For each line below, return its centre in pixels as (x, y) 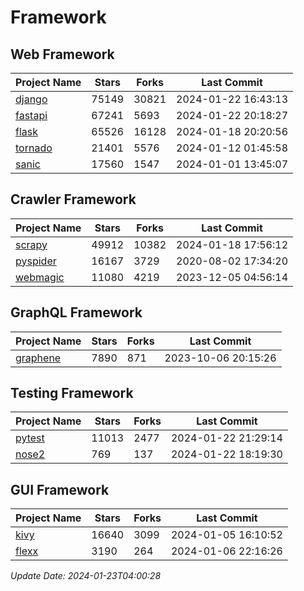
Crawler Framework (73, 199)
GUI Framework (60, 489)
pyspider (36, 261)
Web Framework (62, 54)
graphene (38, 358)
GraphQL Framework (76, 312)
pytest (30, 438)
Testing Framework (72, 393)
